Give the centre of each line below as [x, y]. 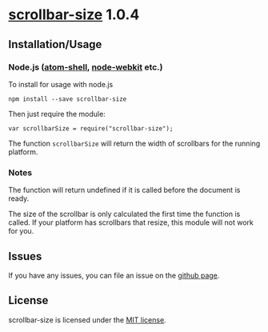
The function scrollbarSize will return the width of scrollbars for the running [134, 143]
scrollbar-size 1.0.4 [74, 15]
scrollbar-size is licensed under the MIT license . [87, 320]
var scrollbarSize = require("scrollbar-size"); [91, 128]
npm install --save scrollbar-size [68, 99]
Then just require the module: [57, 114]
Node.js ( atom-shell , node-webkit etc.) [86, 67]
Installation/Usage [55, 44]
